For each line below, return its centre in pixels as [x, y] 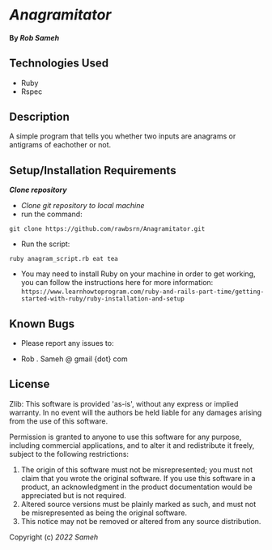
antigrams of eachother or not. [60, 145]
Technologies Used [59, 64]
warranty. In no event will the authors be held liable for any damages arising [136, 412]
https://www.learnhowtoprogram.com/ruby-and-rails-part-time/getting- [142, 292]
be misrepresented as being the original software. [104, 513]
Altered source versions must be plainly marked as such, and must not [138, 504]
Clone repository [38, 190]
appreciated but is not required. [73, 495]
